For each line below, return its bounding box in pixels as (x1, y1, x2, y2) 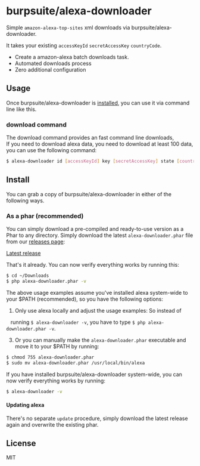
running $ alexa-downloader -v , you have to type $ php (10, 318, 146, 326)
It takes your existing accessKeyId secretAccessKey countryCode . (6, 42, 162, 49)
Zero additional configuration (14, 66, 86, 73)
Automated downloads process (14, 60, 92, 67)
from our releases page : (6, 238, 65, 245)
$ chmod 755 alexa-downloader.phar (6, 354, 95, 360)
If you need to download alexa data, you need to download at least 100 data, (6, 140, 193, 147)
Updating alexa (6, 402, 45, 408)
